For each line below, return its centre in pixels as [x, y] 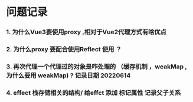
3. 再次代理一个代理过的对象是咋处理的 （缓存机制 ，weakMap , [97, 67]
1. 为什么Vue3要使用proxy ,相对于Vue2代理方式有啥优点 [86, 32]
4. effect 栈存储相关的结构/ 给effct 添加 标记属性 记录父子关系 [94, 93]
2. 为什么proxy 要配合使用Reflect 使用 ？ [64, 50]
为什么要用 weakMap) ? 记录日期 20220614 [68, 75]
